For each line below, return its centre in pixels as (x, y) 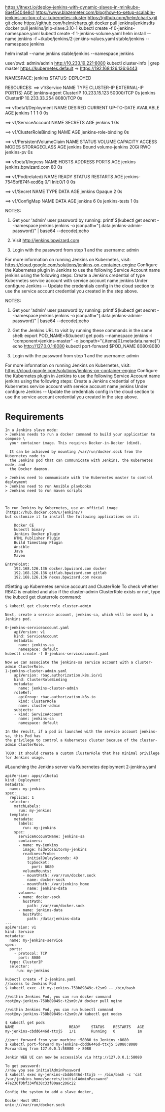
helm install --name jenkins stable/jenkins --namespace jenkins (69, 53)
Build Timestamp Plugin (38, 542)
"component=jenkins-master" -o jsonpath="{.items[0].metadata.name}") (86, 341)
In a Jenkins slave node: (32, 430)
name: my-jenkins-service (36, 940)
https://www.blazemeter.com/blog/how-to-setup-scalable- (95, 12)
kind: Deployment (23, 780)
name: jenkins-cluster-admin (48, 688)
